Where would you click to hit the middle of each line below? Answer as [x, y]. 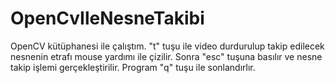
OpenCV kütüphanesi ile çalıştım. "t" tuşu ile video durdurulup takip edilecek [167, 46]
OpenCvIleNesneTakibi [107, 18]
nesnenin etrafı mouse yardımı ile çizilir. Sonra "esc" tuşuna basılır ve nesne [166, 56]
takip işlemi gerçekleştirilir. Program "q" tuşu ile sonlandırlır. [133, 67]
